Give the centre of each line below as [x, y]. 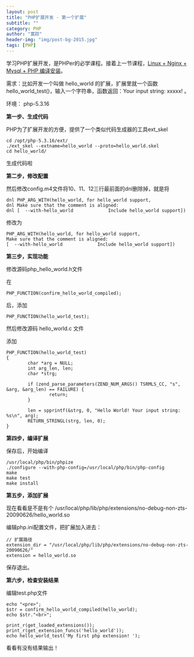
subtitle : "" [22, 23]
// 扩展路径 [19, 539]
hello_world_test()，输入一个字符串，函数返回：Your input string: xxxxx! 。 [98, 91]
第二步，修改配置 [27, 176]
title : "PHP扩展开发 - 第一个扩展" [46, 17]
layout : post [22, 12]
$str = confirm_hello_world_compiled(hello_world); [72, 610]
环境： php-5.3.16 [28, 103]
